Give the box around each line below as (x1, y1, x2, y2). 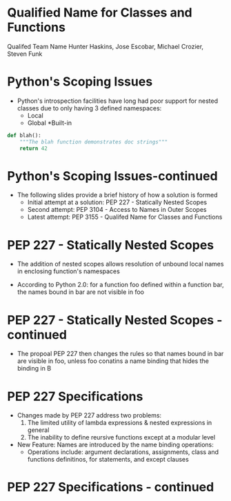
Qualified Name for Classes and (7, 5, 192, 21)
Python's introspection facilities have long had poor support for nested (17, 97, 219, 105)
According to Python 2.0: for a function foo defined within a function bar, (17, 281, 224, 289)
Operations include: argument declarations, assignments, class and (27, 448, 219, 456)
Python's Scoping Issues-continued (7, 168, 219, 184)
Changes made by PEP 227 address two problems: (17, 411, 162, 420)
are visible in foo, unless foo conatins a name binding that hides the (17, 357, 209, 365)
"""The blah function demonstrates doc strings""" (19, 138, 168, 146)
